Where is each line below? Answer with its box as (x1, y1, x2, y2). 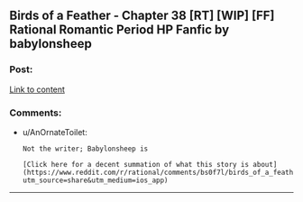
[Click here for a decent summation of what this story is (22, 160, 250, 169)
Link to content (9, 84, 66, 95)
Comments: (9, 106, 62, 119)
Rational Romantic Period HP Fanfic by (9, 23, 230, 38)
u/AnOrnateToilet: (22, 126, 87, 137)
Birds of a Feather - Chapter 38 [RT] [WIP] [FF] (9, 8, 275, 23)
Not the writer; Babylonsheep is (22, 144, 149, 153)
